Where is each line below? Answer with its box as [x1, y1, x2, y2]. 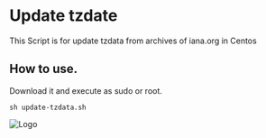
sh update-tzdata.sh [9, 103, 87, 112]
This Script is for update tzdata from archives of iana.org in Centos [9, 35, 257, 46]
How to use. [9, 61, 78, 77]
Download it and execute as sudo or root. [9, 85, 162, 96]
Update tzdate [9, 5, 118, 26]
